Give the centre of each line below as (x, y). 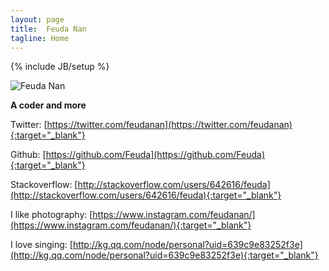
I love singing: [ (41, 245)
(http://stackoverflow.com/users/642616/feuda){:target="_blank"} (146, 195)
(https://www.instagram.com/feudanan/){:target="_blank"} (131, 225)
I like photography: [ (51, 215)
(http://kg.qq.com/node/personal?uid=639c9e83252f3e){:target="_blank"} (164, 255)
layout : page (37, 19)
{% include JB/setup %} (60, 67)
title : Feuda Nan (48, 29)
